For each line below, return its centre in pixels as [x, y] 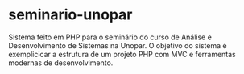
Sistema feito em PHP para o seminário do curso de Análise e [110, 37]
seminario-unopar [70, 15]
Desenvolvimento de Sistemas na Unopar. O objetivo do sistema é [118, 45]
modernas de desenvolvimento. [61, 63]
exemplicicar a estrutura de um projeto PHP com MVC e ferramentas [122, 54]
